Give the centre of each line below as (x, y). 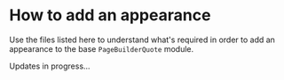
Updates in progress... (50, 66)
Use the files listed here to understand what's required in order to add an (142, 40)
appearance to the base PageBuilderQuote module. (102, 48)
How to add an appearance (110, 15)
